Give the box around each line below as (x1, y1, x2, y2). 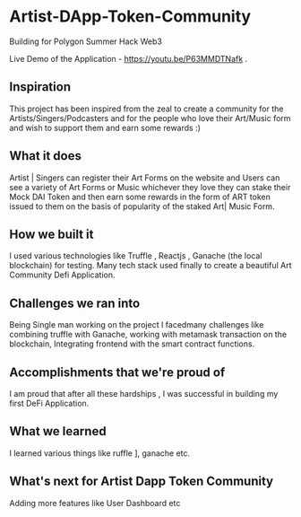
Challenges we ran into (9, 295, 141, 311)
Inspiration (9, 79, 72, 95)
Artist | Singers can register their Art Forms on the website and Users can (9, 172, 280, 183)
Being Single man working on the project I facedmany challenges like (9, 320, 264, 330)
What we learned (9, 424, 107, 439)
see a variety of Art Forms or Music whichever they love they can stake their (9, 181, 291, 192)
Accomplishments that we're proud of (9, 364, 226, 380)
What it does (9, 148, 82, 163)
